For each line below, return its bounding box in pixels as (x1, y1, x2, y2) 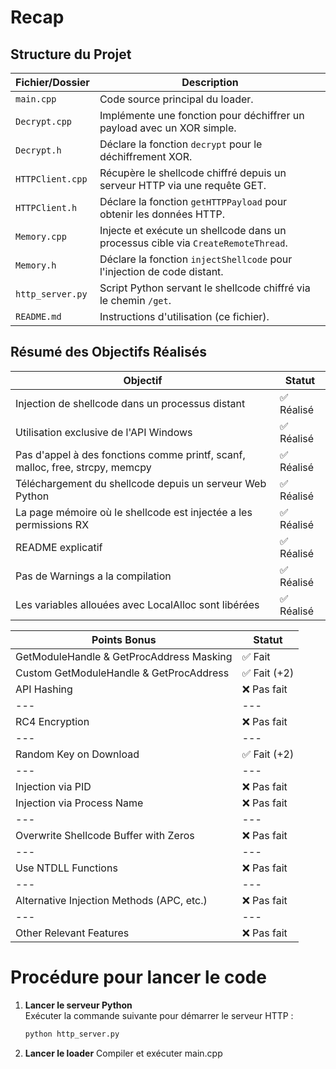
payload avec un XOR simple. (99, 121, 237, 135)
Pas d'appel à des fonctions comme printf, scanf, (15, 447, 246, 461)
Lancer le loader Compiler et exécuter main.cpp (24, 1047, 223, 1059)
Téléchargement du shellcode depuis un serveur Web (15, 476, 267, 490)
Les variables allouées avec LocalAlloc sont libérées (15, 597, 260, 611)
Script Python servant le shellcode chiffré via (99, 281, 311, 295)
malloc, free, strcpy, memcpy (15, 460, 152, 474)
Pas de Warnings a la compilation (15, 569, 172, 583)
